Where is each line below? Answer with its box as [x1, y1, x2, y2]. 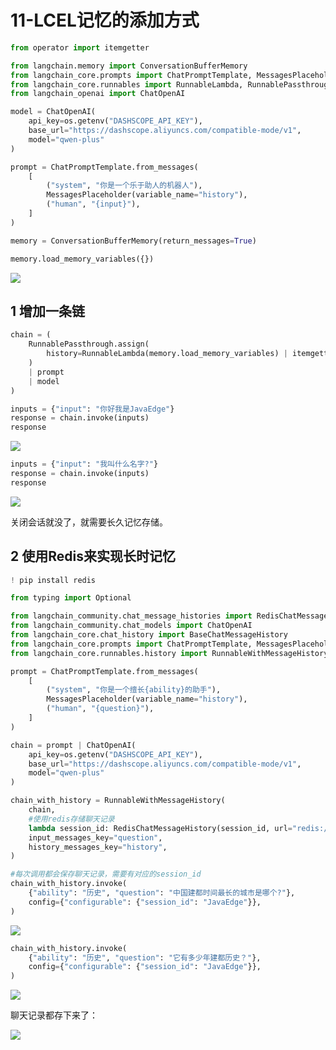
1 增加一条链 [10, 302, 86, 320]
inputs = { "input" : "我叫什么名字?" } [10, 459, 159, 470]
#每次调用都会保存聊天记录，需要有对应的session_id [10, 869, 202, 880]
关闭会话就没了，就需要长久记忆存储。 [10, 516, 168, 528]
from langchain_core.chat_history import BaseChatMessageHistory [10, 630, 288, 640]
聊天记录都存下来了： [10, 1009, 98, 1021]
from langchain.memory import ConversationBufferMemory [10, 61, 248, 71]
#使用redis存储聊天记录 [28, 814, 115, 824]
